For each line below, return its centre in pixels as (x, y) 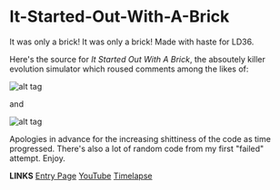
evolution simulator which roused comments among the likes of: (129, 69)
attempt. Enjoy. (37, 158)
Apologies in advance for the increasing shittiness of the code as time (140, 138)
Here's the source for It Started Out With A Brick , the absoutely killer (138, 59)
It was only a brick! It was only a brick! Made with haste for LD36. (132, 42)
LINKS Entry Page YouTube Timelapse (81, 176)
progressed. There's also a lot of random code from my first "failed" (137, 148)
